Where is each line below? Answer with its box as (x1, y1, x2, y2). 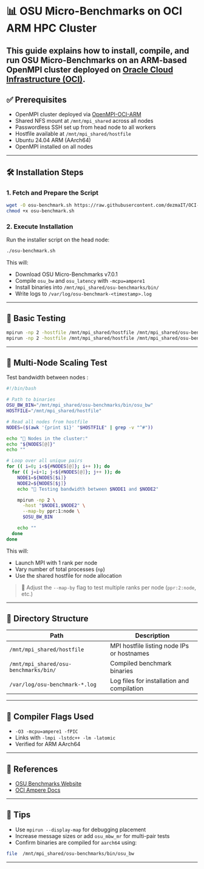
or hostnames (110, 649, 150, 658)
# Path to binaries (6, 396, 56, 403)
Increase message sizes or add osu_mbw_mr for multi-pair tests (15, 832, 170, 839)
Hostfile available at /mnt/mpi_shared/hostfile (15, 130, 132, 137)
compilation (110, 684, 144, 693)
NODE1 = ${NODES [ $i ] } (17, 474, 67, 480)
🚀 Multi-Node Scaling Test (6, 358, 107, 368)
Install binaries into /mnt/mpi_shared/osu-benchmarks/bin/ (15, 283, 159, 291)
